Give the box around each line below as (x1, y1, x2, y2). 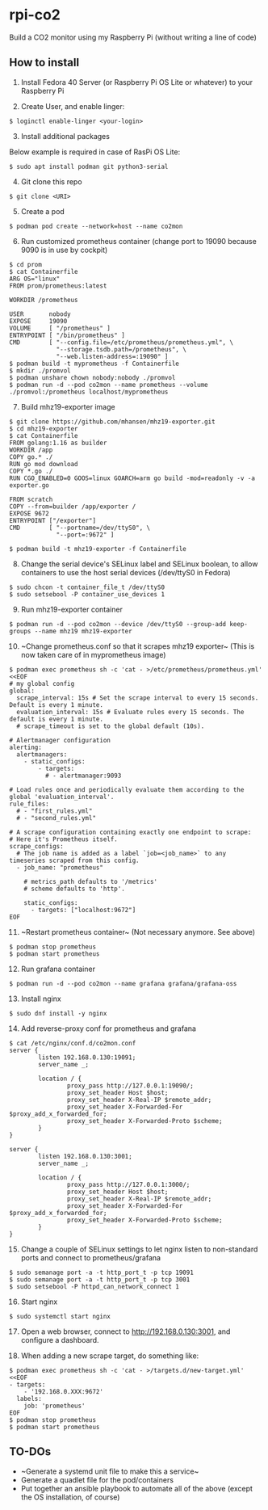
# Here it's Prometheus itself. (9, 835, 118, 843)
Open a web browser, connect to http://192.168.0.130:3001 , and (20, 1327, 231, 1336)
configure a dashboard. (20, 1335, 99, 1344)
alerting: (9, 743, 43, 751)
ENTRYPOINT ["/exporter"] (9, 516, 96, 524)
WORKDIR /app (9, 446, 53, 454)
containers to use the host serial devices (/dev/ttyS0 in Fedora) (20, 567, 231, 577)
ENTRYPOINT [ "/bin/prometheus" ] (9, 331, 126, 339)
